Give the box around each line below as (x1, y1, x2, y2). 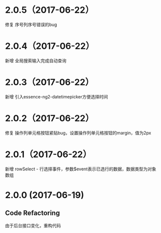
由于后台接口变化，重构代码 (5, 222, 61, 228)
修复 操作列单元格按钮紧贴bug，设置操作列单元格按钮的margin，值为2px (5, 130, 152, 136)
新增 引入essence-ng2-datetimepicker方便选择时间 (5, 93, 108, 99)
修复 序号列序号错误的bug (5, 22, 57, 27)
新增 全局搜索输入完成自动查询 (5, 57, 67, 64)
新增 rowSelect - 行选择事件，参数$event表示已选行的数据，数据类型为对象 (5, 166, 157, 172)
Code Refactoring (5, 209, 60, 217)
